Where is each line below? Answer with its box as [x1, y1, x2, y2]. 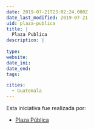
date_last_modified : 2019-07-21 [6, 15, 88, 21]
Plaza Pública [15, 116, 50, 124]
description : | [6, 37, 45, 43]
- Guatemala [12, 88, 42, 94]
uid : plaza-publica [6, 20, 56, 26]
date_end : [6, 65, 32, 72]
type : [6, 49, 20, 55]
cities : [6, 82, 26, 88]
